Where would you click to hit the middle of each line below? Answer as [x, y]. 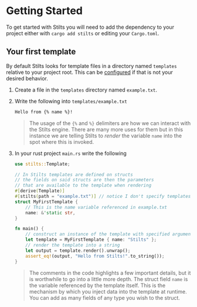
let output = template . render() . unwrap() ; [78, 251]
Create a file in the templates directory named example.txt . [86, 90]
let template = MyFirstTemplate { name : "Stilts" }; [91, 240]
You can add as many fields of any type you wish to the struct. [105, 298]
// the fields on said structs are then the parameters [84, 180]
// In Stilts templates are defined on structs [74, 174]
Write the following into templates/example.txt [71, 101]
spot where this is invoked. [62, 141]
